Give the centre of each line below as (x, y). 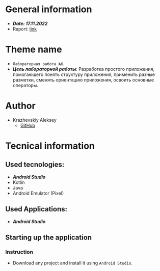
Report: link (25, 29)
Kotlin (19, 182)
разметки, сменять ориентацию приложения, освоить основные (83, 79)
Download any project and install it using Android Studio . (72, 263)
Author (20, 106)
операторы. (25, 85)
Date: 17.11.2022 (30, 23)
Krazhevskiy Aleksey (35, 120)
